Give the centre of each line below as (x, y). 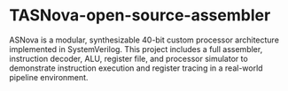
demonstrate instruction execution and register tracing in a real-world (136, 68)
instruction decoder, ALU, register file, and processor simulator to (128, 58)
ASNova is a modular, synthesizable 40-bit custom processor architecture (144, 40)
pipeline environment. (49, 77)
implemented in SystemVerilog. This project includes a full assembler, (136, 49)
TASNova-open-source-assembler (140, 15)
